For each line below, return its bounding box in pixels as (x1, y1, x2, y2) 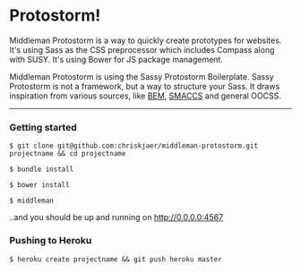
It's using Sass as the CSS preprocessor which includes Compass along (9, 44, 275, 55)
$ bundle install (9, 165, 74, 175)
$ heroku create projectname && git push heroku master (9, 254, 222, 264)
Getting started (9, 121, 78, 133)
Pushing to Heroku (9, 235, 92, 247)
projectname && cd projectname (9, 149, 126, 158)
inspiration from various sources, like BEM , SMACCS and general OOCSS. (9, 90, 282, 101)
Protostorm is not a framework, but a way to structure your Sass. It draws (9, 81, 280, 91)
